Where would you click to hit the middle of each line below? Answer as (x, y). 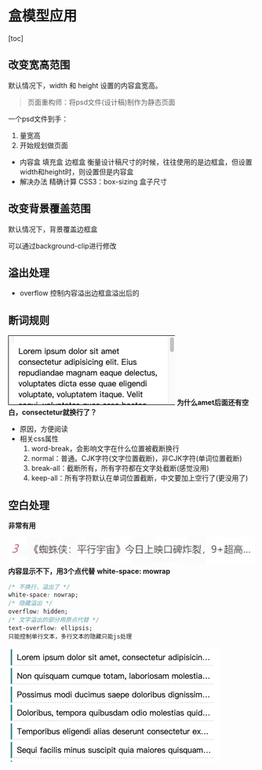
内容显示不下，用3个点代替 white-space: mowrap (89, 571)
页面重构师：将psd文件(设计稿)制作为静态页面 (101, 102)
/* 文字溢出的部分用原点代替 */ (54, 620)
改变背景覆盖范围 (49, 209)
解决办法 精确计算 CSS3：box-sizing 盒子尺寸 (93, 181)
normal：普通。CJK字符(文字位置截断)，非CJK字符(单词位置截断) (136, 458)
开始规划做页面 (44, 145)
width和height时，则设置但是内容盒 (76, 172)
